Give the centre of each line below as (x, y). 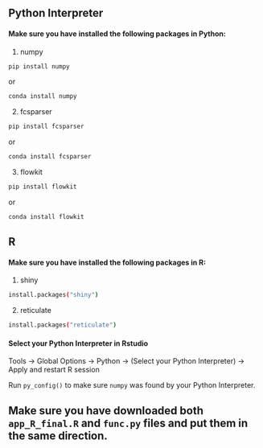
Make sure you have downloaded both (106, 411)
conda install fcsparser (50, 157)
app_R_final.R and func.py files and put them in (128, 423)
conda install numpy (43, 97)
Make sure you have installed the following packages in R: (107, 262)
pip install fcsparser (46, 127)
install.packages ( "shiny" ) (53, 295)
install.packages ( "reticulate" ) (62, 325)
